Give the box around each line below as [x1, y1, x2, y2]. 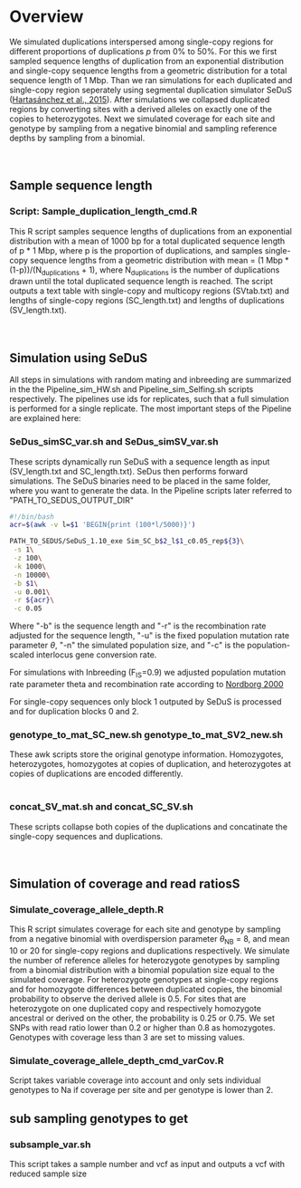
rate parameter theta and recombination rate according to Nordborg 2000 [9, 678, 284, 689]
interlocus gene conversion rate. [35, 649, 157, 660]
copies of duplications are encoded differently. [9, 768, 183, 780]
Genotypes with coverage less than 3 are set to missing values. [9, 1032, 246, 1043]
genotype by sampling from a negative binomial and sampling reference [9, 122, 277, 133]
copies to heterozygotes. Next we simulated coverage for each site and [9, 113, 276, 124]
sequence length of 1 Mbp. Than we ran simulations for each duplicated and [9, 74, 293, 85]
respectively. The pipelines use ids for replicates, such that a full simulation [9, 394, 289, 405]
